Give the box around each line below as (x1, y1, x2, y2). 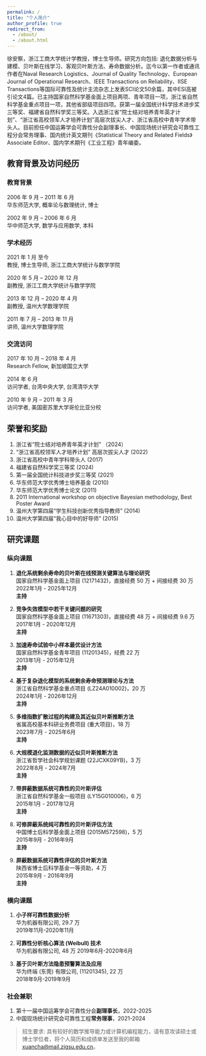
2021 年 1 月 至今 (7, 253, 50, 260)
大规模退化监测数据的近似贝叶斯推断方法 (15, 749, 118, 756)
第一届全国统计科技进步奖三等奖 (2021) (15, 471, 114, 479)
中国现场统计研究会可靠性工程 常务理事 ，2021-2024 (15, 1015, 146, 1022)
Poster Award (15, 500, 50, 507)
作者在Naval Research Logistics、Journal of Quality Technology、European (7, 70, 197, 77)
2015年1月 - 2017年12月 (15, 800, 75, 807)
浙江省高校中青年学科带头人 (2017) (15, 456, 103, 463)
